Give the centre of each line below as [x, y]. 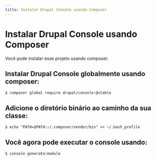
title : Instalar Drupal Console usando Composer [56, 10]
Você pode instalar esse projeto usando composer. [57, 58]
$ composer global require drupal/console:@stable [58, 93]
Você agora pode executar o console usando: [76, 142]
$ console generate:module [33, 154]
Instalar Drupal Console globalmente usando [75, 74]
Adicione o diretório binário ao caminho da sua [78, 108]
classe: [17, 116]
